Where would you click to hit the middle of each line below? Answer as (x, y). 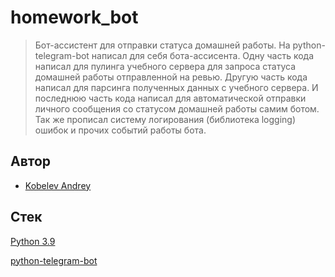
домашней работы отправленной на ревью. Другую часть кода (171, 77)
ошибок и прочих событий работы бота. (120, 130)
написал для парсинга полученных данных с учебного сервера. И (176, 87)
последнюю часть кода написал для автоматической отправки (170, 98)
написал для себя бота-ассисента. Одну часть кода (203, 55)
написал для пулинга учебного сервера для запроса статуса (165, 66)
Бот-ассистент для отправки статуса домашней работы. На (162, 45)
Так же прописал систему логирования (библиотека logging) (165, 119)
